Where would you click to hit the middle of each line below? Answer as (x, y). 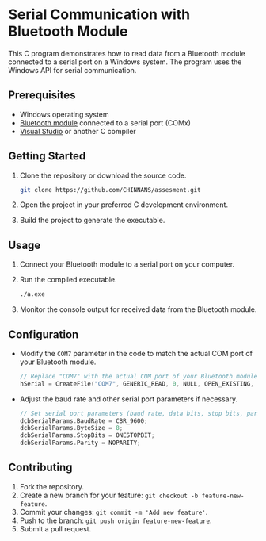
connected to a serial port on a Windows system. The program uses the (125, 62)
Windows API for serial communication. (72, 70)
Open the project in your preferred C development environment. (123, 205)
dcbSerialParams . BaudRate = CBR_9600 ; (84, 421)
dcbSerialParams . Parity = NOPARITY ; (80, 443)
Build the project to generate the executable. (92, 221)
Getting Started (47, 156)
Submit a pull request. (55, 528)
